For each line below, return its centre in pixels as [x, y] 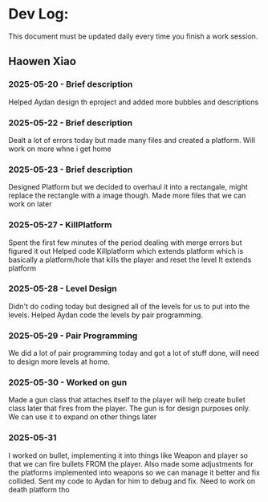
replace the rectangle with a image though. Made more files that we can [127, 196]
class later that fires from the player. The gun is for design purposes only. [130, 408]
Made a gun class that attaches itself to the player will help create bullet [127, 400]
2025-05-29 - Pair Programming [73, 336]
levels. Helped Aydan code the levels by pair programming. [106, 315]
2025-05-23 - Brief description [71, 169]
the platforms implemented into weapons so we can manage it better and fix [134, 472]
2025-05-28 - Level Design [63, 288]
